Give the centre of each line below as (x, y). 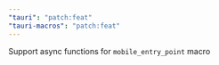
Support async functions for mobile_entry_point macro (109, 51)
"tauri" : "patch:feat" (50, 17)
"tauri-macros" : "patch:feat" (65, 26)
